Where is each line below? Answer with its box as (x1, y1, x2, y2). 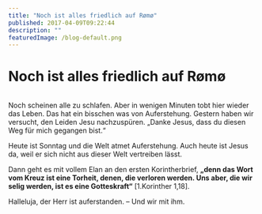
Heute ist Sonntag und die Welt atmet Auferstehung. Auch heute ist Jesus (8, 141, 249, 151)
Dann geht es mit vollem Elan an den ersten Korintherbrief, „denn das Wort (8, 165, 253, 175)
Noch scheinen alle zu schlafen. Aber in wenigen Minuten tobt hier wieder (8, 100, 249, 111)
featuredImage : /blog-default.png (8, 33, 123, 42)
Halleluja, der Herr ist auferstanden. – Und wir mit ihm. (8, 197, 185, 206)
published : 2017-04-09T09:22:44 (8, 19, 115, 27)
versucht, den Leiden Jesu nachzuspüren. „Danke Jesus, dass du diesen (8, 118, 246, 127)
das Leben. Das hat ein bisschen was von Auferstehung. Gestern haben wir (8, 109, 254, 118)
